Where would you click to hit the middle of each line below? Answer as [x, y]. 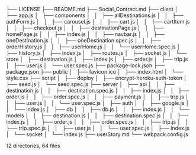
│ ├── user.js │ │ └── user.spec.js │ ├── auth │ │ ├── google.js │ [98, 103]
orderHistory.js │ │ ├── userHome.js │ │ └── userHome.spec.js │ [93, 47]
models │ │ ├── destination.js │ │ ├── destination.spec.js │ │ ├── [97, 116]
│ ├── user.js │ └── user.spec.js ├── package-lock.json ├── [86, 65]
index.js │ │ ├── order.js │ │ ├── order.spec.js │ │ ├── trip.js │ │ [97, 122]
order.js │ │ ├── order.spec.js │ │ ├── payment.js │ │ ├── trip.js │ [97, 97]
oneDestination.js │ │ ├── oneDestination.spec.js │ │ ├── [83, 40]
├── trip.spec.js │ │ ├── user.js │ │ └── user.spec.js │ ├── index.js [98, 128]
